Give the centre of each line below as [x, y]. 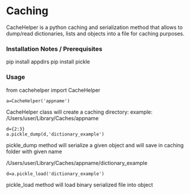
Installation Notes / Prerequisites [54, 48]
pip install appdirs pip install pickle [48, 62]
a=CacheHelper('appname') [38, 101]
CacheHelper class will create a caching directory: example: [79, 112]
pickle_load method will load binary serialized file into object [80, 185]
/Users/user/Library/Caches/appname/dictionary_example [77, 163]
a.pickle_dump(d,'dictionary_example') [55, 134]
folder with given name [34, 151]
